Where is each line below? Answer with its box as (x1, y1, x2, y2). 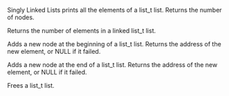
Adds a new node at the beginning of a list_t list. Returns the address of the (7, 40, 221, 48)
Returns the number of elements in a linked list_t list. (7, 27, 156, 35)
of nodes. (7, 13, 35, 21)
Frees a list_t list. (7, 81, 55, 89)
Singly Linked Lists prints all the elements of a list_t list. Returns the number (7, 6, 223, 14)
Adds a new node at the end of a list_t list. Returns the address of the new (7, 61, 218, 68)
